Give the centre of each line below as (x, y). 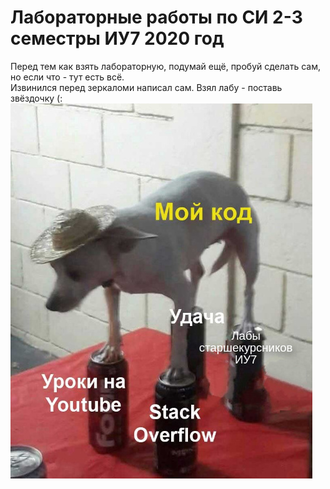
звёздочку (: (36, 98)
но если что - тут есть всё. (67, 77)
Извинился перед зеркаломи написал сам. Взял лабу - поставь (146, 87)
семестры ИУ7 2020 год (117, 38)
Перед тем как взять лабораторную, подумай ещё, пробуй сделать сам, (165, 66)
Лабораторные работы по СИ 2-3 (156, 17)
